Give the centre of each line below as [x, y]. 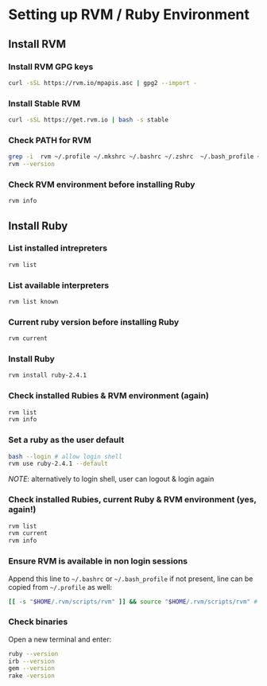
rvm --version [32, 165]
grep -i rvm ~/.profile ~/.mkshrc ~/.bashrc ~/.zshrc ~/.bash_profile [131, 157]
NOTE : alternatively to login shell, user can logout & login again [111, 479]
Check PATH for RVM [50, 140]
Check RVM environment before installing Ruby [102, 184]
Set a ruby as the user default [66, 440]
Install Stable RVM [44, 103]
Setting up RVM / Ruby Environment [129, 15]
